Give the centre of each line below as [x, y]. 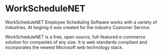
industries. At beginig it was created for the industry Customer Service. [78, 27]
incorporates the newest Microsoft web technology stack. [64, 47]
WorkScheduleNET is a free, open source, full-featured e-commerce [75, 37]
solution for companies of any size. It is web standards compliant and [76, 42]
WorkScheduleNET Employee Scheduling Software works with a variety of [81, 22]
